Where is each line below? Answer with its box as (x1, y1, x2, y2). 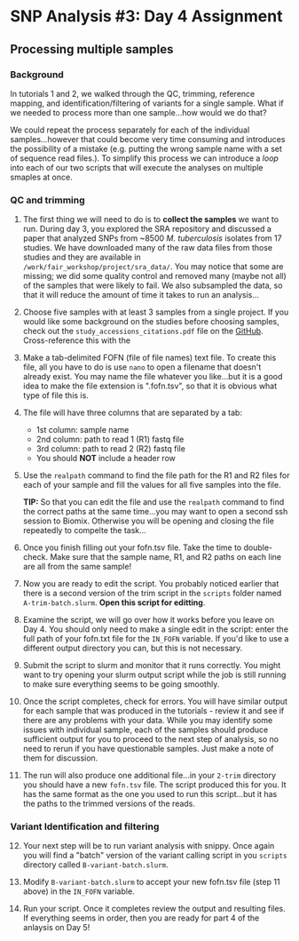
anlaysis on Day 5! (22, 922, 90, 933)
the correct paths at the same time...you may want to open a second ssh (22, 506, 288, 517)
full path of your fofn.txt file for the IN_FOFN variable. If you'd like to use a (22, 634, 289, 644)
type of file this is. (22, 390, 90, 401)
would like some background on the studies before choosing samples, (22, 316, 279, 327)
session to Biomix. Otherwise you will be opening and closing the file (22, 515, 274, 526)
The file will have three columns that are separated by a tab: (22, 407, 243, 419)
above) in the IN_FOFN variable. (22, 886, 136, 897)
